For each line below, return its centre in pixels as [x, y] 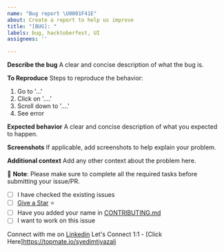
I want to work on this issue [56, 220]
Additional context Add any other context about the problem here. [102, 161]
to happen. [22, 134]
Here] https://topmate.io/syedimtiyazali [62, 242]
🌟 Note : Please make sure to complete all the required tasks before [102, 174]
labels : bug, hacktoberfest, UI [53, 33]
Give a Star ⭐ [36, 203]
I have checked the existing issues [66, 195]
